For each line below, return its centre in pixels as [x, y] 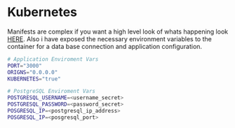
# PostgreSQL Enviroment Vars [52, 92]
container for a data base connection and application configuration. [105, 46]
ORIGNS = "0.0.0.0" [33, 72]
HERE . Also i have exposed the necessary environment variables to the [109, 38]
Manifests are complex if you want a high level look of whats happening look [118, 31]
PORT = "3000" [25, 66]
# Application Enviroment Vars [53, 59]
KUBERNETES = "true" [34, 79]
